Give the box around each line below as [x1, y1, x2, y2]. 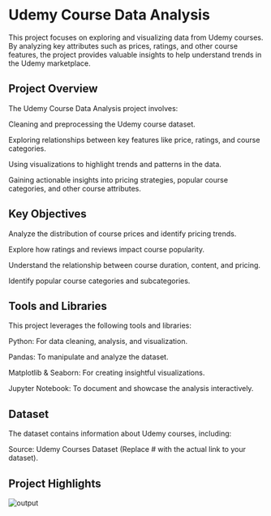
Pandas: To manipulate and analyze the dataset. [8, 352, 169, 362]
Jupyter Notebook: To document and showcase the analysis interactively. [8, 384, 254, 393]
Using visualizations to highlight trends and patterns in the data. [8, 159, 222, 169]
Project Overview [8, 82, 98, 96]
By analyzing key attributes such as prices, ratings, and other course [8, 41, 238, 50]
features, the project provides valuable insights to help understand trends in [8, 49, 262, 59]
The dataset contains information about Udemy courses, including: [8, 428, 232, 439]
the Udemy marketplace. [8, 58, 91, 68]
